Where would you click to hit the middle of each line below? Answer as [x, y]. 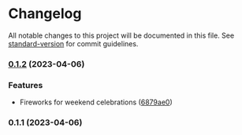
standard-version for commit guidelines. [73, 43]
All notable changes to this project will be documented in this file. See [121, 35]
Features [26, 85]
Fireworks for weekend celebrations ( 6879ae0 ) [96, 102]
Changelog [45, 14]
